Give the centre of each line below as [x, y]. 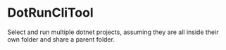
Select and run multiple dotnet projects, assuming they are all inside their [113, 32]
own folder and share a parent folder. [61, 39]
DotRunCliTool [50, 13]
